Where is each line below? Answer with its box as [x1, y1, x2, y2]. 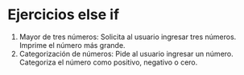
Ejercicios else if [7, 6, 120, 24]
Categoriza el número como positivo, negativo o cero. [19, 57, 198, 67]
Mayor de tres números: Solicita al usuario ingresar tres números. [19, 32, 237, 41]
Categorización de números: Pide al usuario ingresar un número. [19, 49, 234, 58]
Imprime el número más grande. [19, 40, 126, 49]
